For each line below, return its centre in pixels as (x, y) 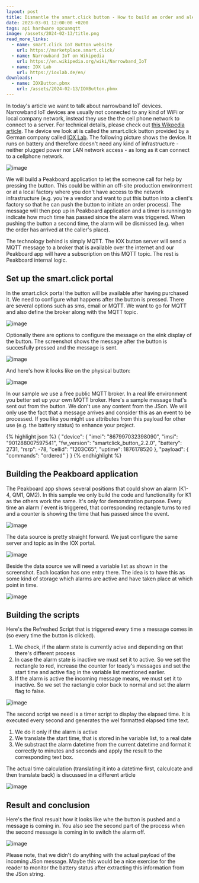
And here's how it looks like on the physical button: (68, 370)
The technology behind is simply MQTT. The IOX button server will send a (96, 241)
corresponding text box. (44, 757)
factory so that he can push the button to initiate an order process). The (94, 204)
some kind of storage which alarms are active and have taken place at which (99, 579)
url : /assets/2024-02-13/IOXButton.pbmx (67, 89)
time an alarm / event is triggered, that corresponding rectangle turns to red (99, 507)
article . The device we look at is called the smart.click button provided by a (98, 131)
